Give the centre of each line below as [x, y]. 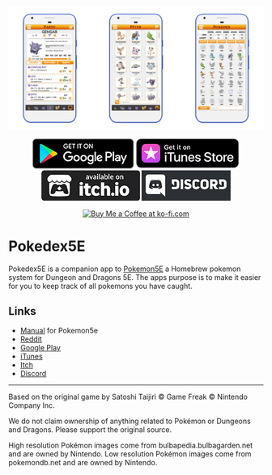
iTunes [31, 356]
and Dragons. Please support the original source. [90, 430]
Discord [33, 374]
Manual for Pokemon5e [59, 331]
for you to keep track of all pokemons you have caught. [100, 286]
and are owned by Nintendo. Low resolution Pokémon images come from [130, 454]
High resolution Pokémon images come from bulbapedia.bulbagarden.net [131, 445]
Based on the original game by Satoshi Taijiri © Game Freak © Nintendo [128, 397]
